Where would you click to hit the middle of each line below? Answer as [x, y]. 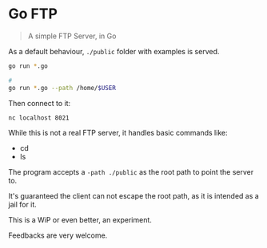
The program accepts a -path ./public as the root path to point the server [131, 172]
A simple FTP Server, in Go [72, 36]
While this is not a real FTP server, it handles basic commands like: [118, 133]
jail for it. [23, 205]
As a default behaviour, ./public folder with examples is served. [114, 51]
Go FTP [33, 14]
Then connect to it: [40, 103]
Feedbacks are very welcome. [58, 235]
